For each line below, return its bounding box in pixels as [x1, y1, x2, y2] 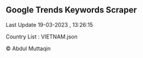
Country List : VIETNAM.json [5, 33, 78, 40]
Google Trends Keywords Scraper [5, 5, 137, 15]
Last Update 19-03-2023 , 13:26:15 [5, 21, 94, 28]
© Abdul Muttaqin [5, 45, 51, 52]
